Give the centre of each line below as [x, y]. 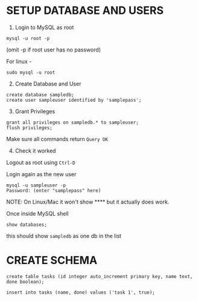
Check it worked [35, 150]
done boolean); [25, 282]
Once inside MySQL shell [37, 213]
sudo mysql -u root [31, 72]
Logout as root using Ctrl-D [41, 162]
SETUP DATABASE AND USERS [85, 11]
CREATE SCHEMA [52, 260]
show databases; [27, 225]
